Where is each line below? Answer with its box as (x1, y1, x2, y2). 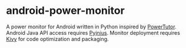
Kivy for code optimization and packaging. (6, 35, 109, 42)
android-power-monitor (6, 4, 125, 17)
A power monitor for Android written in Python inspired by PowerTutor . (6, 23, 177, 30)
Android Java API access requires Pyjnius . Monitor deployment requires (6, 29, 181, 36)
